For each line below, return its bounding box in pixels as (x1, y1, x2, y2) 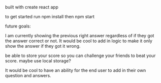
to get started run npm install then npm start (5, 14, 95, 19)
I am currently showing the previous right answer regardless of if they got (5, 33, 154, 38)
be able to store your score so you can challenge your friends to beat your (5, 53, 156, 58)
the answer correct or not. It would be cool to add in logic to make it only (5, 38, 153, 44)
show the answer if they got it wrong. (5, 43, 81, 49)
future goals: (5, 23, 31, 29)
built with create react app (5, 4, 59, 10)
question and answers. (5, 73, 52, 78)
